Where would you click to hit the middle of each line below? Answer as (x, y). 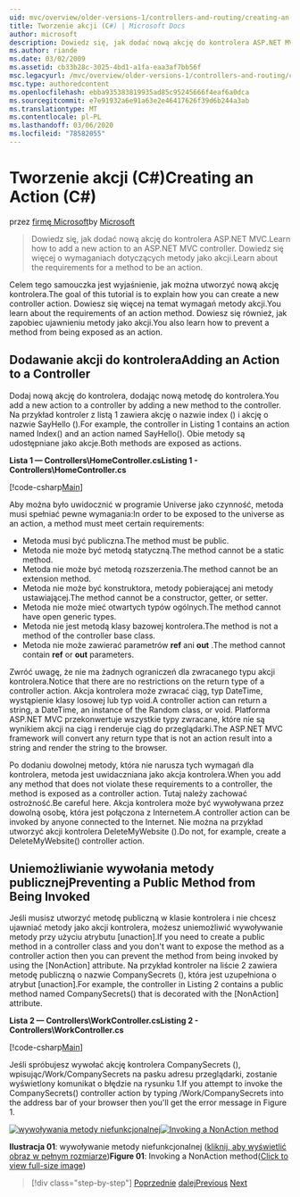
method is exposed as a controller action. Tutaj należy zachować (129, 793)
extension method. (57, 578)
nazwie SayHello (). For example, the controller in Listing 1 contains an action (150, 424)
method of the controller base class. (89, 636)
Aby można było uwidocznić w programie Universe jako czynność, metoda (146, 504)
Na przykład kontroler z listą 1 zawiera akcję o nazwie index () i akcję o (139, 414)
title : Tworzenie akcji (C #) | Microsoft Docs (97, 26)
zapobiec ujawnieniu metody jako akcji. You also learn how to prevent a (139, 322)
